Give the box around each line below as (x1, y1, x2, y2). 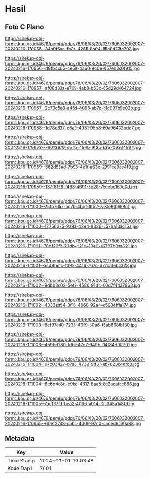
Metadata (5, 434, 35, 443)
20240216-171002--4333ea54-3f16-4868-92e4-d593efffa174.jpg (5, 302, 136, 308)
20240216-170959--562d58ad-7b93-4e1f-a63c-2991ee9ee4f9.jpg (5, 164, 139, 170)
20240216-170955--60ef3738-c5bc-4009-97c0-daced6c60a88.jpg (5, 421, 141, 426)
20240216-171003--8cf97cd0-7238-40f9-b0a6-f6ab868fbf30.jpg (5, 322, 137, 328)
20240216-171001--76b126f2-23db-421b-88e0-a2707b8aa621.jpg (5, 243, 137, 248)
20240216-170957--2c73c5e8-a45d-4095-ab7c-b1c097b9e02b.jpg (5, 105, 141, 111)
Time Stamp (7, 457, 35, 464)
